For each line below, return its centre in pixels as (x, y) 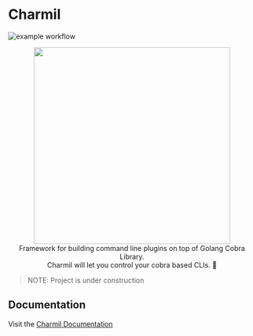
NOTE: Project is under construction (86, 280)
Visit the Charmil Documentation (60, 323)
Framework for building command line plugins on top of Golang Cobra (132, 248)
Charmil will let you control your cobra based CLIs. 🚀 (132, 264)
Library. (132, 257)
